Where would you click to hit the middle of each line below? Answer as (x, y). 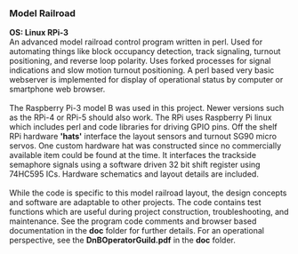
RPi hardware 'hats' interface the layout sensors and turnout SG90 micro (143, 137)
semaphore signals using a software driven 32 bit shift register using (135, 165)
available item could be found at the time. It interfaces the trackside (133, 155)
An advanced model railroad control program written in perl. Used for (136, 42)
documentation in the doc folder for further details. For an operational (137, 231)
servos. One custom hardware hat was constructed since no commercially (145, 146)
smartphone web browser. (57, 89)
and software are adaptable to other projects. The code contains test (135, 202)
